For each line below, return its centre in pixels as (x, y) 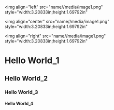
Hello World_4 (19, 104)
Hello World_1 (32, 61)
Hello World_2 (26, 78)
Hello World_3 (21, 92)
